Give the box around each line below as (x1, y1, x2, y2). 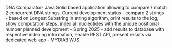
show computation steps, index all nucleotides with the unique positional (5, 20, 159, 27)
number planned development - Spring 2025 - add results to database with (5, 26, 164, 32)
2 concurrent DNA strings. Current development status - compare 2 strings (5, 10, 164, 16)
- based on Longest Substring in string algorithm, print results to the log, (5, 15, 159, 21)
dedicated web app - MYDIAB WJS (5, 37, 80, 43)
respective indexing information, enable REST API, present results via (5, 32, 152, 37)
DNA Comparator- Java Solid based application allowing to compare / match (5, 5, 167, 10)
